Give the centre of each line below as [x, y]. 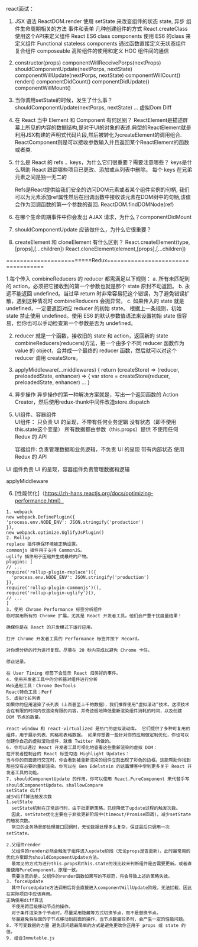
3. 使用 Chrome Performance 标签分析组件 [54, 610]
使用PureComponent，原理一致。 [46, 870]
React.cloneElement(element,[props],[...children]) [126, 249]
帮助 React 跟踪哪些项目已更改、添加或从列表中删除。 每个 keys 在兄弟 [106, 170]
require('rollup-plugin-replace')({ [51, 572]
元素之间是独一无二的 [40, 177]
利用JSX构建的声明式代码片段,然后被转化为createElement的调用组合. [98, 135]
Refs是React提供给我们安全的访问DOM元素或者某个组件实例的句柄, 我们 [102, 189]
